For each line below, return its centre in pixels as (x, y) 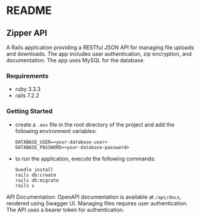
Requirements (28, 76)
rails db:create (35, 175)
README (29, 11)
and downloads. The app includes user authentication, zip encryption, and (99, 54)
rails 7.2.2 (27, 96)
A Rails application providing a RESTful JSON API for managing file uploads (100, 47)
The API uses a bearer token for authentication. (65, 210)
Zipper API (27, 33)
